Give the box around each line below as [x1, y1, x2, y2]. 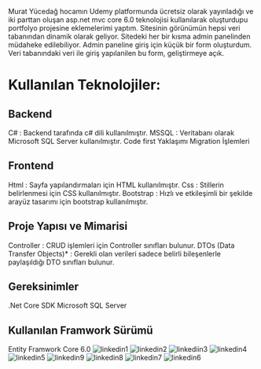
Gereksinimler [8, 280, 79, 293]
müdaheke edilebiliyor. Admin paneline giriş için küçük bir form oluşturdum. [8, 40, 252, 50]
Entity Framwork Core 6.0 [8, 345, 91, 354]
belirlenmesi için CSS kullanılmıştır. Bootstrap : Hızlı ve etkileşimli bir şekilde [8, 188, 253, 197]
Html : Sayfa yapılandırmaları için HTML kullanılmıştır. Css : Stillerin [8, 180, 224, 190]
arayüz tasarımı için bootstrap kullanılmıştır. [8, 197, 149, 206]
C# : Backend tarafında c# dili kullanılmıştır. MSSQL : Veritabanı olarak [8, 128, 234, 137]
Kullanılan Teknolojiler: [8, 76, 161, 94]
